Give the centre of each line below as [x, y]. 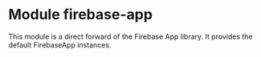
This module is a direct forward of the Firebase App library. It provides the [130, 36]
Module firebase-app [80, 15]
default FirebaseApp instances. [60, 44]
